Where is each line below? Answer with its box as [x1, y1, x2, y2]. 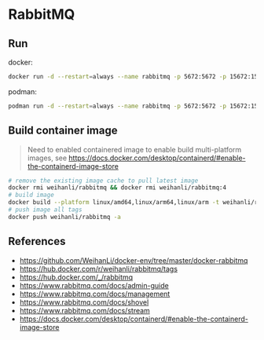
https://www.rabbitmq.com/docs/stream [19, 305, 151, 315]
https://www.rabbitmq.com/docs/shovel [19, 297, 149, 307]
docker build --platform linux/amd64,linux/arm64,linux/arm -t [8, 199, 220, 207]
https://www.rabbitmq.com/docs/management [19, 289, 170, 298]
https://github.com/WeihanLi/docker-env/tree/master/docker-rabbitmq [19, 255, 248, 265]
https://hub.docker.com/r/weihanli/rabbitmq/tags [19, 264, 178, 273]
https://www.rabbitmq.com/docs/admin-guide [19, 280, 169, 290]
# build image [8, 191, 55, 199]
